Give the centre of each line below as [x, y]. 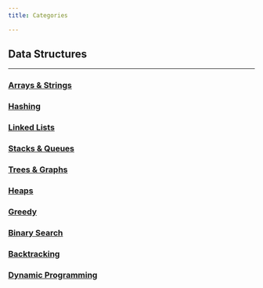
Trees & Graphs [38, 170]
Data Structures [48, 55]
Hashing [25, 107]
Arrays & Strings [40, 86]
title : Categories [38, 15]
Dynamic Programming [53, 275]
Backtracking [34, 253]
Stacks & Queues [41, 148]
